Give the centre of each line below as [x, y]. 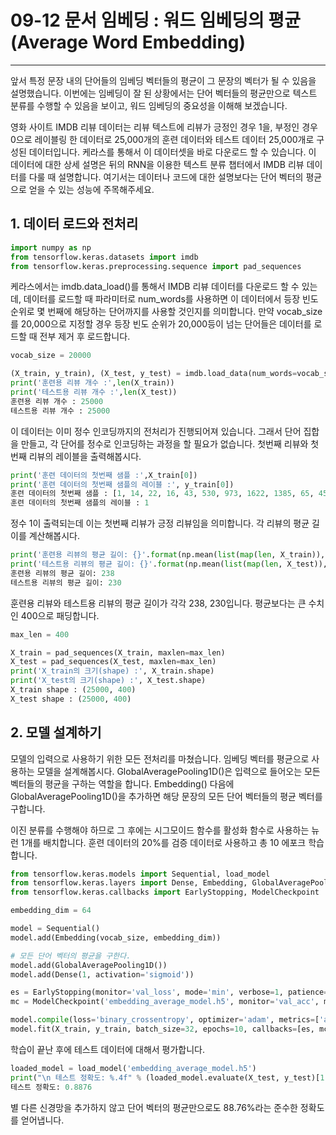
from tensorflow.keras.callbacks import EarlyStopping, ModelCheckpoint [165, 892]
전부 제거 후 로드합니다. [85, 337]
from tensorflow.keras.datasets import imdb [104, 257]
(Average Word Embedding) [128, 42]
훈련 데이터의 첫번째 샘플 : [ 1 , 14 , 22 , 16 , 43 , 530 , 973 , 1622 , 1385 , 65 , [162, 494]
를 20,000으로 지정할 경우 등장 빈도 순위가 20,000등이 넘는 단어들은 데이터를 [161, 324]
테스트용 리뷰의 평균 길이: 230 [66, 582]
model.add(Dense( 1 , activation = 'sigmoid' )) [102, 974]
